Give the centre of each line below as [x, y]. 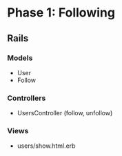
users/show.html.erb [46, 146]
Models [20, 58]
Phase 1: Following [61, 13]
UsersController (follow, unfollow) [65, 113]
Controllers [27, 98]
